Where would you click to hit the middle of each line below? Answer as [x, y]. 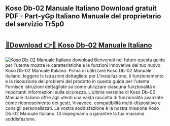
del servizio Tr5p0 [35, 24]
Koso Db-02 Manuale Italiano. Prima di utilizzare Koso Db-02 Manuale [78, 71]
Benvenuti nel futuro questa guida [129, 60]
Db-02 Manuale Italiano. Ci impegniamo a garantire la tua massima [75, 114]
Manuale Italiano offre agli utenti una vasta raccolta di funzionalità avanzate [84, 97]
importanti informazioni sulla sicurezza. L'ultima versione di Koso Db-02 [80, 92]
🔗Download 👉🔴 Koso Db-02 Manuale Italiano [79, 45]
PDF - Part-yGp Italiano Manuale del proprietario [83, 16]
